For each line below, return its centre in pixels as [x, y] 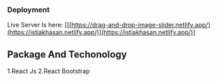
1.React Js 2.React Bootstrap [49, 71]
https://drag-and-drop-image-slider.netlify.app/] [141, 25]
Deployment [29, 10]
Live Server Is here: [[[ [39, 25]
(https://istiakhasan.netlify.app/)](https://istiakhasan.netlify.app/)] [101, 32]
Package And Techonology [67, 54]
